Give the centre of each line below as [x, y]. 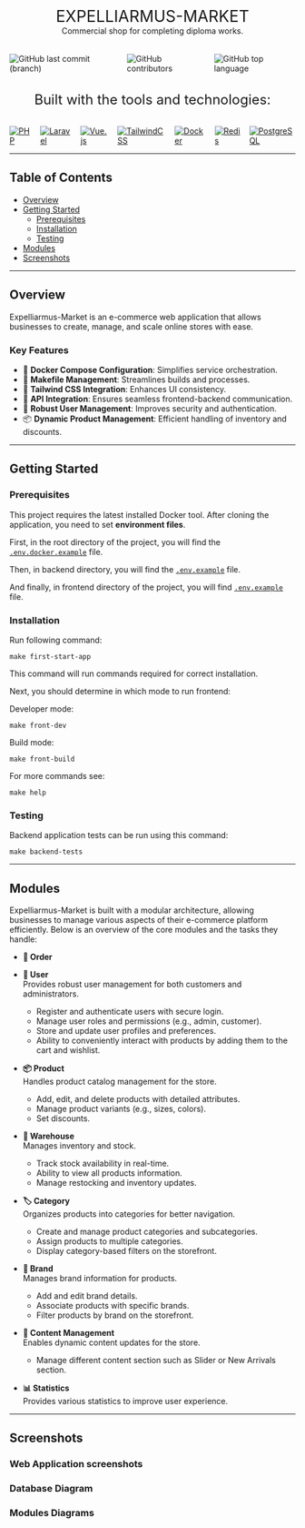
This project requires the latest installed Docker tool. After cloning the [139, 514]
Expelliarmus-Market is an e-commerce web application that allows [135, 317]
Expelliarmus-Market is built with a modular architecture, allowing [132, 910]
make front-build [42, 759]
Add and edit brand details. [87, 1296]
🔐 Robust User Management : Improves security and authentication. [149, 408]
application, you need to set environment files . [98, 524]
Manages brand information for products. [100, 1279]
